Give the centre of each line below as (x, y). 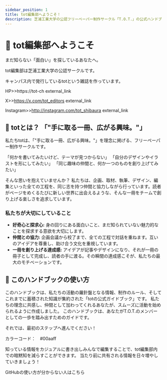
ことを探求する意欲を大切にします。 (49, 231)
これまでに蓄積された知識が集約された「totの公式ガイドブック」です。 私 (80, 299)
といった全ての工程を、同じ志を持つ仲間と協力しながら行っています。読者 (85, 187)
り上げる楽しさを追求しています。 (40, 199)
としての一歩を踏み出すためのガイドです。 (48, 318)
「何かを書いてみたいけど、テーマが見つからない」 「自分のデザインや (78, 157)
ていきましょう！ (23, 362)
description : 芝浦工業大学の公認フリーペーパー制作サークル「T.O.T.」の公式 (76, 19)
